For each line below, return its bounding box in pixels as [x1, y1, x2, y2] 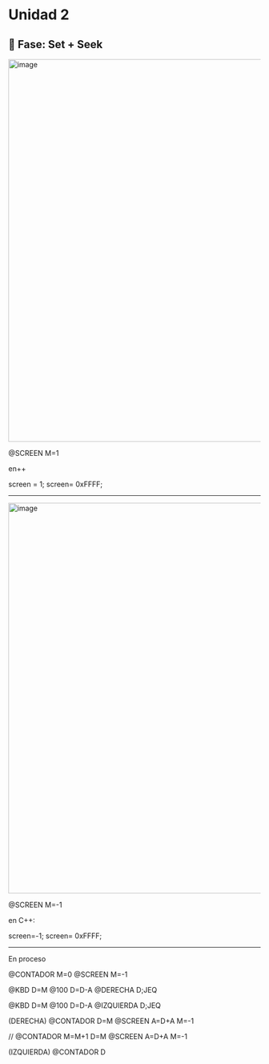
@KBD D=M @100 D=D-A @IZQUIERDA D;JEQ [8, 1001, 162, 1010]
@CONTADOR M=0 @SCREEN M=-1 [8, 969, 128, 979]
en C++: [8, 916, 36, 925]
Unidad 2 [8, 6, 70, 24]
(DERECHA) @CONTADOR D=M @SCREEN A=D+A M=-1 [8, 1016, 195, 1026]
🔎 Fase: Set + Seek [8, 38, 103, 51]
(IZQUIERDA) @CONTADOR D [8, 1047, 106, 1057]
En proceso [8, 954, 46, 963]
